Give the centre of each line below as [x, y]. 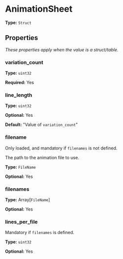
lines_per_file [22, 222]
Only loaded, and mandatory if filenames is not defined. [61, 148]
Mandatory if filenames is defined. [40, 233]
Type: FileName [20, 167]
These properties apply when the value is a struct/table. [62, 49]
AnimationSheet [39, 9]
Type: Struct [18, 22]
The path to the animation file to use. [42, 157]
